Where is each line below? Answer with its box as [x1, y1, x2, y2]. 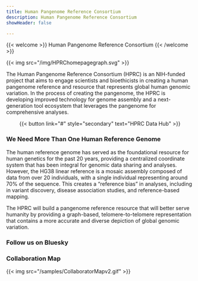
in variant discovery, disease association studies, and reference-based [6, 186, 180, 193]
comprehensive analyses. [6, 108, 69, 116]
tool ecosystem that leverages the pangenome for [33, 102, 156, 110]
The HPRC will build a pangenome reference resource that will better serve [6, 204, 190, 211]
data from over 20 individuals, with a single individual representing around [6, 174, 188, 181]
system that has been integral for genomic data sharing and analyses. [6, 161, 177, 168]
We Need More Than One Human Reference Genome [6, 135, 161, 143]
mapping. [6, 193, 30, 200]
